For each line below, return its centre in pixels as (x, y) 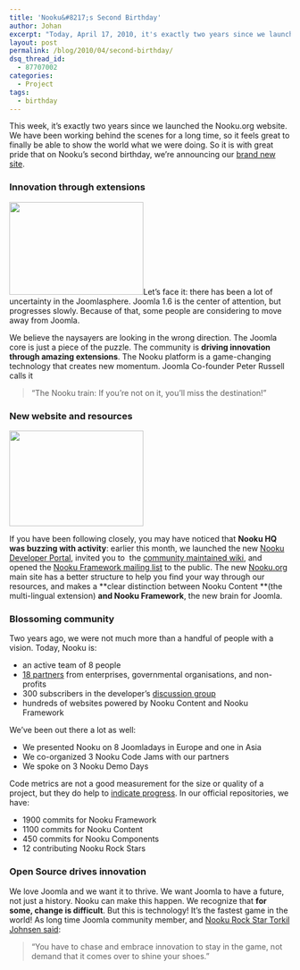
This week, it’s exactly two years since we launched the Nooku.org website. (148, 126)
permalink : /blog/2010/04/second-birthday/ (92, 51)
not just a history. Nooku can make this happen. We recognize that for (138, 900)
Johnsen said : (35, 929)
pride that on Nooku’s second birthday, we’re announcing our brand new (142, 155)
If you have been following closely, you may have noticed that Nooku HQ (143, 538)
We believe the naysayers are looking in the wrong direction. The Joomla (143, 337)
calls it (21, 375)
